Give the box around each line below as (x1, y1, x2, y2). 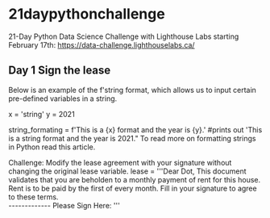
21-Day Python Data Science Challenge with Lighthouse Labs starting (8, 31, 239, 41)
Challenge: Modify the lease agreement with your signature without (8, 157, 232, 167)
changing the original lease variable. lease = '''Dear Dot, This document (8, 166, 247, 176)
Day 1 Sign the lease (8, 64, 111, 78)
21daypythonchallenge (8, 5, 165, 23)
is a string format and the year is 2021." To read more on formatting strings (8, 133, 256, 143)
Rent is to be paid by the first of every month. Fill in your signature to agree (8, 183, 257, 193)
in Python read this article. (8, 142, 96, 152)
